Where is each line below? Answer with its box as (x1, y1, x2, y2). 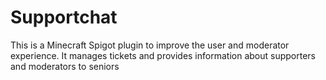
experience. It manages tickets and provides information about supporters (10, 49, 316, 61)
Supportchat (10, 6, 118, 29)
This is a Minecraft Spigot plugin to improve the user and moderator (10, 39, 290, 51)
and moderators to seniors (10, 60, 120, 72)
